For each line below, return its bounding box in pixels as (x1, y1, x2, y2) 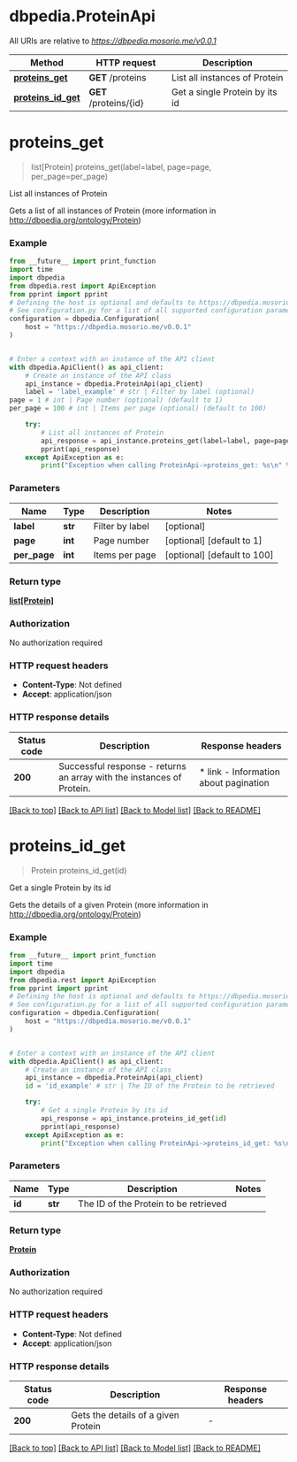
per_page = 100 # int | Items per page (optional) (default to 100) (9, 404, 267, 413)
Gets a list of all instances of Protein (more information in (9, 205, 217, 216)
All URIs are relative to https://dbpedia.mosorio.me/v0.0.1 (9, 35, 217, 46)
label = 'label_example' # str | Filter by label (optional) (25, 388, 255, 396)
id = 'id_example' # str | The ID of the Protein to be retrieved (25, 1081, 275, 1090)
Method (30, 56, 65, 68)
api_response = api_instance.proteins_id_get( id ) (41, 1113, 227, 1123)
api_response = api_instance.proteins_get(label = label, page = (41, 436, 275, 445)
